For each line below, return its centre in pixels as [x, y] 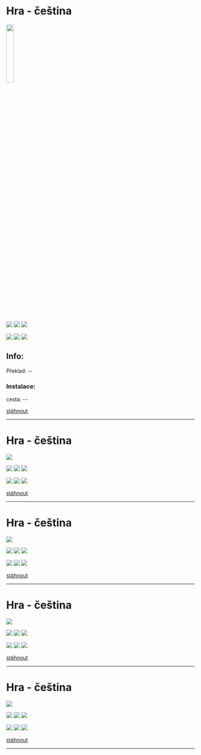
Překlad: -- [19, 371]
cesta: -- [17, 400]
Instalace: [21, 386]
